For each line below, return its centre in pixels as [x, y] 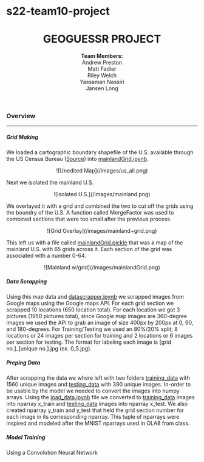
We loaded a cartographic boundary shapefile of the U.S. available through [100, 152]
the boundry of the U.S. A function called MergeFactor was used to [90, 213]
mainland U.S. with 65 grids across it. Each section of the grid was [89, 249]
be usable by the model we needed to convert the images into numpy [93, 391]
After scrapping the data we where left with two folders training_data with [98, 378]
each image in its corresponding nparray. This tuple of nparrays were [93, 417]
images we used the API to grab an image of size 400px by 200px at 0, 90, [100, 323]
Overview [21, 116]
